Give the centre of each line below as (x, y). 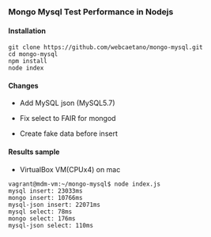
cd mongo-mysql (33, 55)
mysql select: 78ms (40, 212)
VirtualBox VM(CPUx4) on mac (70, 169)
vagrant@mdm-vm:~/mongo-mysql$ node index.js (84, 184)
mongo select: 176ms (42, 218)
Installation (27, 31)
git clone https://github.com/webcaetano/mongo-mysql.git (105, 47)
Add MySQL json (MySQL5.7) (68, 103)
